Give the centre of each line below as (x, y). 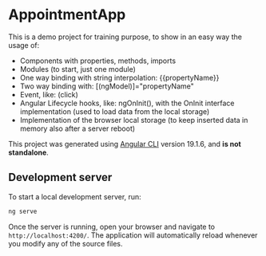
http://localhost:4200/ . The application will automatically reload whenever (133, 235)
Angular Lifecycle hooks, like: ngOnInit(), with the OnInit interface (127, 103)
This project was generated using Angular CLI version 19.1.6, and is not (125, 144)
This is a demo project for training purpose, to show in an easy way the (125, 37)
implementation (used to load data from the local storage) (115, 111)
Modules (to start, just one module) (77, 69)
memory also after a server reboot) (77, 128)
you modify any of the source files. (66, 243)
